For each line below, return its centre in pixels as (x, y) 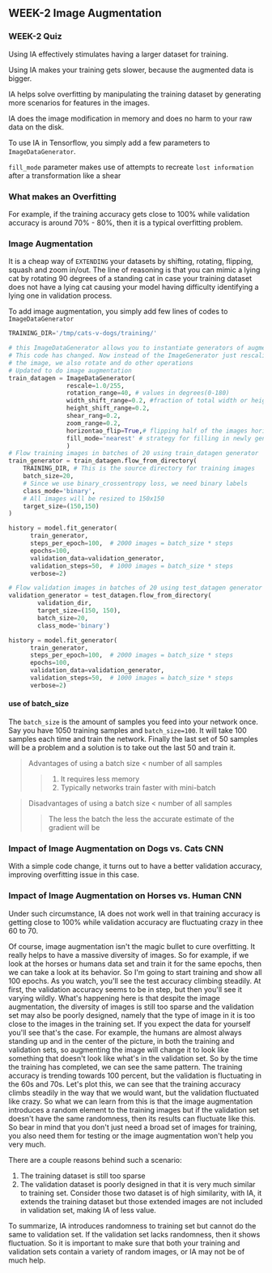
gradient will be (74, 827)
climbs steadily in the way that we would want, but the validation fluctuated (134, 1092)
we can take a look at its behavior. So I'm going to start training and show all (135, 972)
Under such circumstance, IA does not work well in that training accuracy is (134, 913)
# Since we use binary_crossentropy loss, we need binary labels (136, 483)
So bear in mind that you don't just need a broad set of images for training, (133, 1127)
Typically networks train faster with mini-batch (138, 787)
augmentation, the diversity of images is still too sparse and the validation (131, 1007)
